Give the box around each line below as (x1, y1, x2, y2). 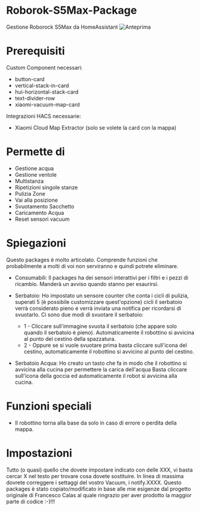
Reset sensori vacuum (14, 216, 70, 223)
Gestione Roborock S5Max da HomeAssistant (6, 23, 118, 30)
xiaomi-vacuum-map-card (14, 101, 80, 108)
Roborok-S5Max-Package (6, 4, 137, 17)
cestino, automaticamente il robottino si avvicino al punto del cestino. (23, 347, 195, 355)
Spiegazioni (6, 236, 67, 250)
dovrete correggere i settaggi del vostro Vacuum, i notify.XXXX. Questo (6, 479, 182, 486)
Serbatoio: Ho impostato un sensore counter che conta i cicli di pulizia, (14, 292, 189, 299)
